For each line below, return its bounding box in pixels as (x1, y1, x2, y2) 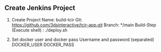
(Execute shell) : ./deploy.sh (11, 27, 68, 33)
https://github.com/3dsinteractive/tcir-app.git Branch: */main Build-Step (11, 22, 157, 28)
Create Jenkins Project (4, 4, 75, 12)
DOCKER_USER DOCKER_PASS (11, 41, 74, 48)
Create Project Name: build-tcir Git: (11, 17, 83, 22)
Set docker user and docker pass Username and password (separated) (11, 36, 154, 42)
